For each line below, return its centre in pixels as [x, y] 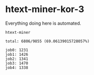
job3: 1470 [17, 63]
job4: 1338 [17, 67]
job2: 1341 [17, 59]
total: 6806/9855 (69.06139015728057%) [48, 41]
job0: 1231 [17, 50]
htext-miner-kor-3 [45, 9]
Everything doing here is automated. [43, 23]
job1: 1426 [17, 54]
